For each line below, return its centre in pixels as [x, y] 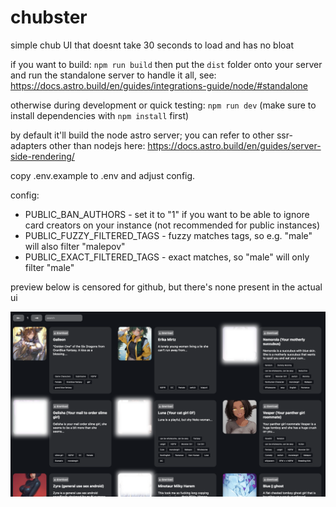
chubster [49, 17]
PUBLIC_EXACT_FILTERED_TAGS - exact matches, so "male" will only [167, 257]
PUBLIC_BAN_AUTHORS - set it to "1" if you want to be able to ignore [167, 214]
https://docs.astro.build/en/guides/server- [234, 145]
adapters [29, 145]
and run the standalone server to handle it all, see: [113, 75]
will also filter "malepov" [75, 246]
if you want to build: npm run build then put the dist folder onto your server [166, 64]
